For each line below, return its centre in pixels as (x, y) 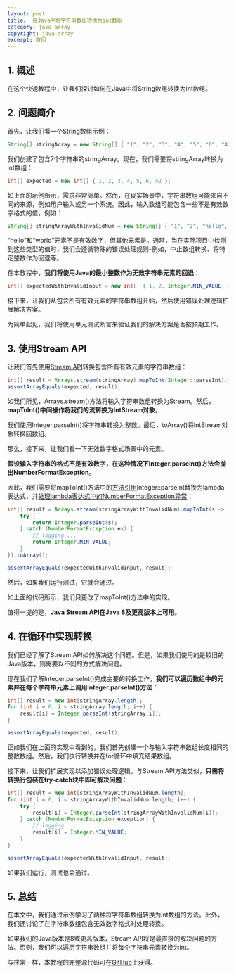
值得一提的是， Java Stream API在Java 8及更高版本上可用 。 (94, 612)
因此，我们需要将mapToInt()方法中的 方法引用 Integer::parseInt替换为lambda (116, 487)
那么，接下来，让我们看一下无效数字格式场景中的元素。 (87, 448)
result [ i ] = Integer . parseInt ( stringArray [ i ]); (91, 714)
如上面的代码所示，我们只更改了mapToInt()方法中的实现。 (91, 597)
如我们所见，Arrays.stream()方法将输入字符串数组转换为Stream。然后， (111, 401)
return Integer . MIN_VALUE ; (72, 542)
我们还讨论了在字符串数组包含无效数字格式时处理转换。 (87, 924)
